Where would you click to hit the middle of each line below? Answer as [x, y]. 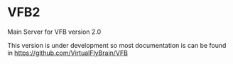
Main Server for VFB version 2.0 [54, 32]
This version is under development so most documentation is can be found [117, 45]
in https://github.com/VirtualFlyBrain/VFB [67, 53]
